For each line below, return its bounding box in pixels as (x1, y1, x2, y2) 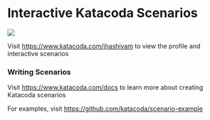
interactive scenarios (7, 49, 69, 58)
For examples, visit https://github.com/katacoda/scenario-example (7, 104, 203, 113)
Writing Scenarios (7, 67, 71, 77)
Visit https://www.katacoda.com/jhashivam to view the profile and (7, 41, 201, 50)
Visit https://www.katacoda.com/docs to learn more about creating (7, 83, 204, 92)
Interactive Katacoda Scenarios (7, 5, 198, 21)
